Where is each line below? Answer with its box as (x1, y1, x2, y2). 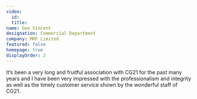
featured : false (6, 42, 46, 48)
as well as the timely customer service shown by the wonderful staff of (6, 81, 178, 88)
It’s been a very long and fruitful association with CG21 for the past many (6, 68, 182, 75)
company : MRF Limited (6, 36, 59, 42)
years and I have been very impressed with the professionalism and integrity (6, 75, 191, 82)
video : (6, 8, 22, 15)
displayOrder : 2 (6, 52, 46, 58)
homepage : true (6, 47, 44, 53)
